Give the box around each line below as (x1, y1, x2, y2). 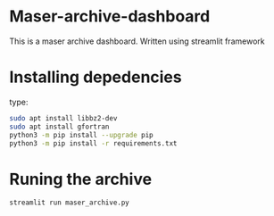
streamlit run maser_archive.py (9, 198, 129, 207)
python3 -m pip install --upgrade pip (9, 130, 154, 139)
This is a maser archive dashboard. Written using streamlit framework (9, 36, 265, 46)
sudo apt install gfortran (9, 122, 110, 131)
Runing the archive (9, 169, 153, 189)
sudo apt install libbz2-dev (9, 113, 118, 122)
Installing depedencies (9, 67, 182, 87)
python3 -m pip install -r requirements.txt (9, 138, 178, 148)
